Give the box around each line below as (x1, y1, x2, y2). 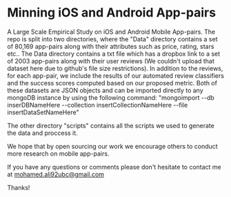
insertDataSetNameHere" (7, 108, 79, 116)
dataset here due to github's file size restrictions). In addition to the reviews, (7, 64, 223, 72)
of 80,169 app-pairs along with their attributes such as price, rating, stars (7, 42, 214, 50)
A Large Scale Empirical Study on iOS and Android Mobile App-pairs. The (7, 28, 216, 36)
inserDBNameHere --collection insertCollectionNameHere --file (7, 101, 188, 109)
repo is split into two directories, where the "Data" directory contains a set (7, 34, 218, 43)
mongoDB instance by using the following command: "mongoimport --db (7, 93, 215, 101)
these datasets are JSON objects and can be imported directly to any (7, 86, 203, 94)
